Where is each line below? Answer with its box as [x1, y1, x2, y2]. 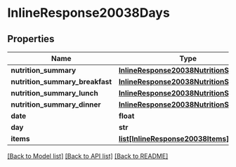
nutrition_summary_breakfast [11, 77, 112, 86]
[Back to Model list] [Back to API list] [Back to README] [7, 152, 169, 160]
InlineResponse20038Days [7, 5, 170, 21]
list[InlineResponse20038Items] [118, 134, 230, 143]
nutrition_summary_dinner [11, 100, 101, 109]
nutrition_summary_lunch [11, 88, 98, 98]
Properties [7, 33, 55, 45]
